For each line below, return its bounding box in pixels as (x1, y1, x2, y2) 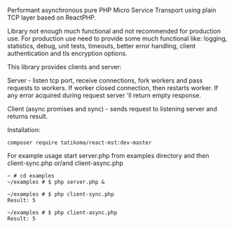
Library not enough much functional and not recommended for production (7, 27, 221, 35)
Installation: (7, 126, 41, 134)
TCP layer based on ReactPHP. (7, 13, 97, 22)
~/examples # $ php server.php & (7, 178, 105, 185)
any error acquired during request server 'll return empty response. (7, 91, 202, 99)
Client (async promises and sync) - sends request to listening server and (7, 105, 217, 113)
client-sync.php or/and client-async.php (7, 159, 124, 167)
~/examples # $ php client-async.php (7, 209, 118, 216)
